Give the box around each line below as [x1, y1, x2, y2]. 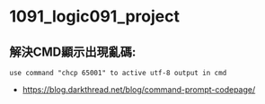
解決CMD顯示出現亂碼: [9, 44, 137, 59]
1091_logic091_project [9, 6, 180, 27]
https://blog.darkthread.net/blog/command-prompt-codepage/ [22, 84, 256, 95]
